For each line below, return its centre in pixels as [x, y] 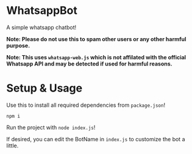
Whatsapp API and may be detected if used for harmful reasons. [89, 64]
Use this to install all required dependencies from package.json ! [86, 105]
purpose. [18, 45]
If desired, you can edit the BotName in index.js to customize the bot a [96, 139]
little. [12, 146]
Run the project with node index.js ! [51, 127]
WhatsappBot [42, 11]
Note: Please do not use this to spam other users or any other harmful [96, 39]
